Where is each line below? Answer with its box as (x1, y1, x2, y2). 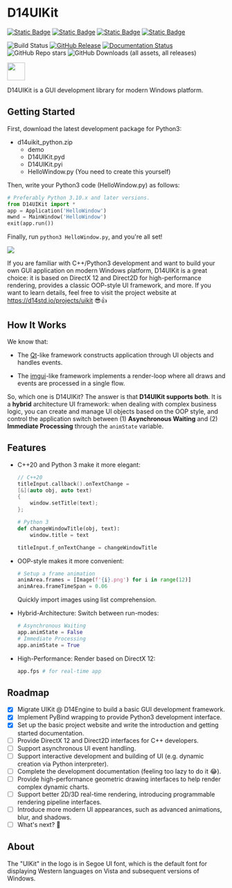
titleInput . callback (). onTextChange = (17, 480, 130, 487)
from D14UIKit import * (7, 200, 76, 207)
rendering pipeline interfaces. (17, 798, 102, 806)
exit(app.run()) (7, 220, 54, 227)
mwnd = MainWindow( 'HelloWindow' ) (7, 214, 107, 221)
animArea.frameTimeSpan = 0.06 (17, 583, 108, 590)
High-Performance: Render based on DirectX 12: (17, 654, 156, 663)
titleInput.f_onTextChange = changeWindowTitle (17, 544, 157, 551)
